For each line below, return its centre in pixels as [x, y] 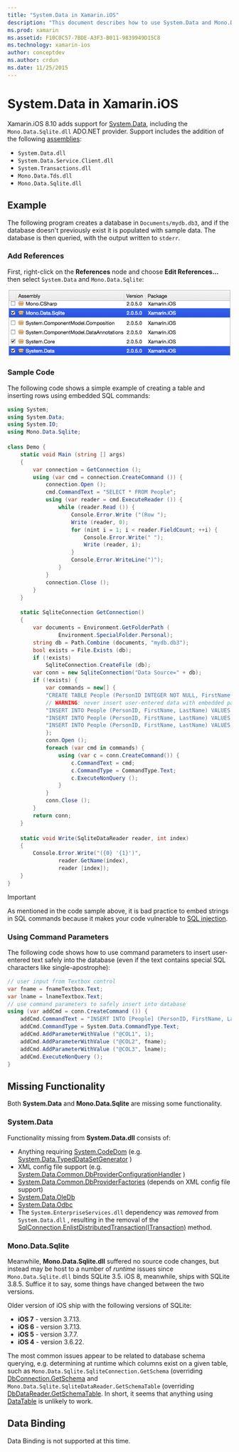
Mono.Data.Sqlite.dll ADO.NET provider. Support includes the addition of [116, 131]
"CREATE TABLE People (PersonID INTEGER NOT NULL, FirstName [138, 695]
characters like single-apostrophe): [59, 967]
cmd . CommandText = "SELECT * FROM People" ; [111, 492]
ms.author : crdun [33, 61]
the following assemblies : [44, 138]
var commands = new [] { [80, 688]
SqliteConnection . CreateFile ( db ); [98, 665]
